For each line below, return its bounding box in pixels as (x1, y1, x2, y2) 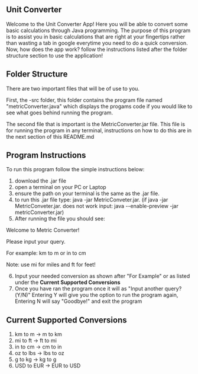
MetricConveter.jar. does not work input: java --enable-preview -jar (14, 203, 178, 210)
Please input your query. (6, 238, 66, 245)
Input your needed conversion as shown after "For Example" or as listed (14, 273, 190, 280)
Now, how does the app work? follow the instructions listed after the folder (6, 46, 187, 53)
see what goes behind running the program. (6, 109, 113, 116)
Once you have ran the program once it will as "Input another (14, 285, 164, 292)
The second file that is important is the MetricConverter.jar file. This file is (6, 120, 185, 127)
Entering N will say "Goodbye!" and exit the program (14, 298, 142, 305)
